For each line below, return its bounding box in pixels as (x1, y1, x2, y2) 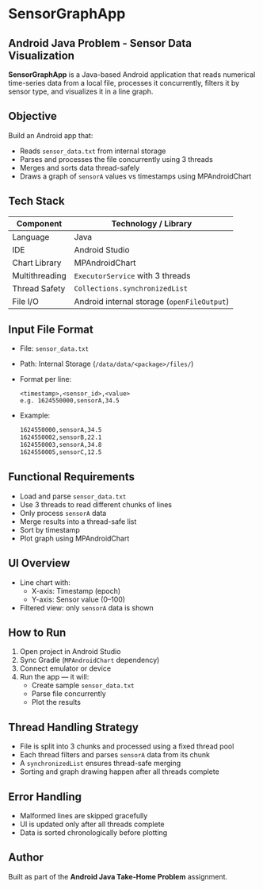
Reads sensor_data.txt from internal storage (19, 146, 166, 156)
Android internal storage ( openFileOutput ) (74, 295, 230, 306)
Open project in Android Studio (19, 647, 121, 656)
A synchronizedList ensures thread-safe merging (19, 759, 181, 768)
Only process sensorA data (19, 508, 107, 518)
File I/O (12, 295, 40, 306)
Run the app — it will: (19, 672, 90, 682)
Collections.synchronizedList (74, 283, 189, 293)
